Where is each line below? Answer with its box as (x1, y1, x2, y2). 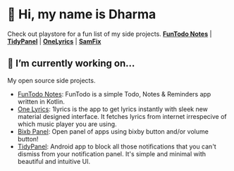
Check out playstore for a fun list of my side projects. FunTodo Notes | (7, 30, 212, 38)
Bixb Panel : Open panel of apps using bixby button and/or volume (17, 127, 209, 136)
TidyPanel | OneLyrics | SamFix (7, 37, 101, 45)
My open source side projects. (7, 76, 96, 84)
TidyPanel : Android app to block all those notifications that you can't (17, 142, 216, 151)
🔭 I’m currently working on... (7, 58, 135, 70)
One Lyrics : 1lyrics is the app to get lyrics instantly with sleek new (17, 105, 208, 113)
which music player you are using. (17, 120, 118, 128)
